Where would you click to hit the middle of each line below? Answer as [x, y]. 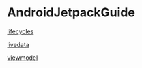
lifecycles [20, 31]
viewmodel [23, 57]
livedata [18, 44]
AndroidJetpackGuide [71, 13]
